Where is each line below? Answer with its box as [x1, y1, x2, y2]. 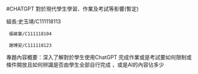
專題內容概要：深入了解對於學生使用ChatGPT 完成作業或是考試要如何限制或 [6, 54, 192, 61]
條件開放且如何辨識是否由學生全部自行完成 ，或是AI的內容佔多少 [6, 61, 165, 68]
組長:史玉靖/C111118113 [6, 18, 61, 25]
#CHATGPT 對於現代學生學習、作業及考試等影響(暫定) [6, 5, 139, 12]
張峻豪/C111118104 [8, 31, 52, 37]
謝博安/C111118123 [8, 42, 52, 48]
